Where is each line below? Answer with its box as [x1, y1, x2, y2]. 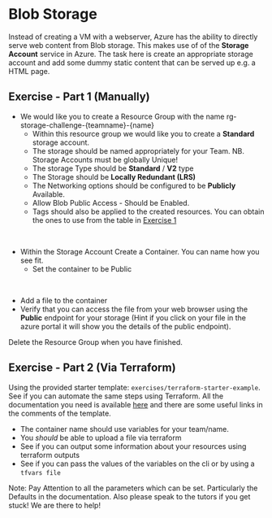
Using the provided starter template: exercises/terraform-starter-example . [8, 382, 261, 392]
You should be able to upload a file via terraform [19, 433, 182, 442]
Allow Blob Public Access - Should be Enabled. [32, 198, 190, 207]
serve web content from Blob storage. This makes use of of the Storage [8, 40, 249, 50]
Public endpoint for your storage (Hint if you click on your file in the [19, 312, 246, 322]
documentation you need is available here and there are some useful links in [8, 399, 263, 409]
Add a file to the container [19, 295, 108, 305]
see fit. [19, 255, 44, 265]
